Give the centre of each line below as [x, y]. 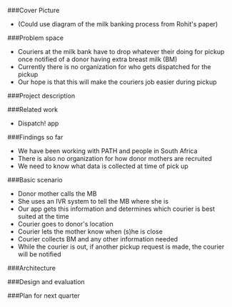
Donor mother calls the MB [57, 194]
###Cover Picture [34, 10]
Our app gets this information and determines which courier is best [116, 209]
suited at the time [43, 216]
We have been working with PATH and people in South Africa [107, 151]
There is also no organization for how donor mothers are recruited [115, 158]
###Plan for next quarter [44, 296]
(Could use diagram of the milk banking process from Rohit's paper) [118, 24]
